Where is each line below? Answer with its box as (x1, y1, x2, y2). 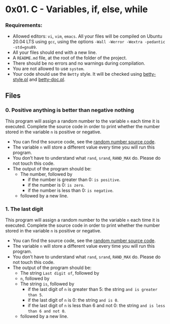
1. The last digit (5, 205, 44, 213)
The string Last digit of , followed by (20, 270, 99, 276)
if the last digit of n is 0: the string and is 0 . (27, 297, 119, 303)
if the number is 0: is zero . (27, 182, 85, 188)
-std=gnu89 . (12, 44, 37, 50)
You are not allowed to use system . (12, 66, 85, 72)
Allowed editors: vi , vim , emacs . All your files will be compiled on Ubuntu (12, 33, 162, 39)
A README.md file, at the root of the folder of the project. (12, 55, 127, 61)
